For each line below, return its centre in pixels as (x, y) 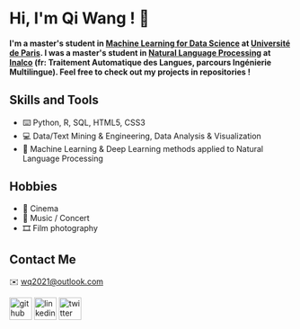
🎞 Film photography (60, 227)
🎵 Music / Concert (56, 218)
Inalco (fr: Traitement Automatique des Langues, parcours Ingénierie (141, 62)
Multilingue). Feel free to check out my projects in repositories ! (130, 72)
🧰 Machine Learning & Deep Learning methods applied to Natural (143, 148)
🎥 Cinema (40, 208)
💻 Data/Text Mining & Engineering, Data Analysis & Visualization (142, 136)
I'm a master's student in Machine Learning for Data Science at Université (150, 43)
